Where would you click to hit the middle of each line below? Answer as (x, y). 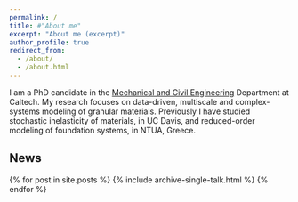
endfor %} (28, 189)
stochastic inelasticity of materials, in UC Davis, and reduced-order (132, 120)
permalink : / (33, 17)
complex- (253, 101)
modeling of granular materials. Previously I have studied (146, 111)
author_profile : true (49, 42)
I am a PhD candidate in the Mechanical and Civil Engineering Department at (149, 92)
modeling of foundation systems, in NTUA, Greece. (103, 130)
